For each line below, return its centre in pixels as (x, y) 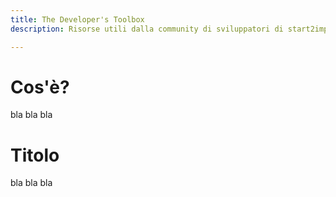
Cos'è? (40, 87)
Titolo (35, 155)
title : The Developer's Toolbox (77, 19)
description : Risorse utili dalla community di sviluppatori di (147, 29)
